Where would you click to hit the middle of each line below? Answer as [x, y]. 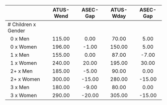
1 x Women [24, 63]
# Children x [22, 24]
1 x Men [20, 55]
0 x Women [24, 47]
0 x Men [20, 39]
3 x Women [24, 95]
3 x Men [20, 87]
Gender [16, 31]
